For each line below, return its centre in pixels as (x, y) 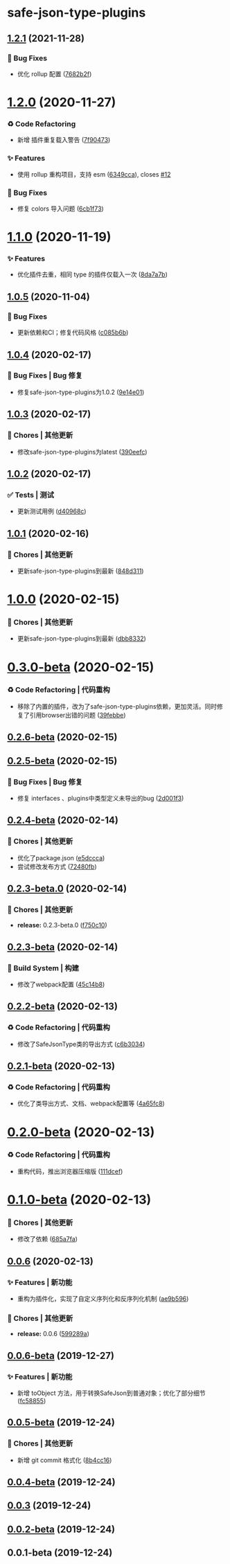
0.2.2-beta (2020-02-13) (62, 1007)
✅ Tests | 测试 (30, 495)
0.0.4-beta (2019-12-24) (61, 1483)
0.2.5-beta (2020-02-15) (62, 761)
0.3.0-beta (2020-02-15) (81, 667)
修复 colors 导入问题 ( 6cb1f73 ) (60, 208)
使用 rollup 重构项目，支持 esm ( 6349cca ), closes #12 (94, 174)
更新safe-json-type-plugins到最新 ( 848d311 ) (80, 571)
